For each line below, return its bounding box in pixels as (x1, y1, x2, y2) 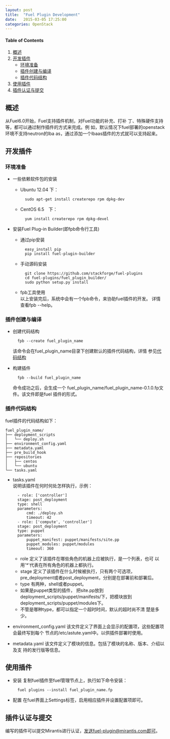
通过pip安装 (20, 236, 45, 242)
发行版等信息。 (31, 647, 63, 653)
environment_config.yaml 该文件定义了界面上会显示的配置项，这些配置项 (12, 623, 164, 629)
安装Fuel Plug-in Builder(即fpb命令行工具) (12, 226, 100, 232)
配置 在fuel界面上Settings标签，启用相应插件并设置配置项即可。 (12, 697, 146, 703)
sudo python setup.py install (24, 279, 89, 285)
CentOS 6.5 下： (20, 206, 58, 212)
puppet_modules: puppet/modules (26, 541, 95, 547)
